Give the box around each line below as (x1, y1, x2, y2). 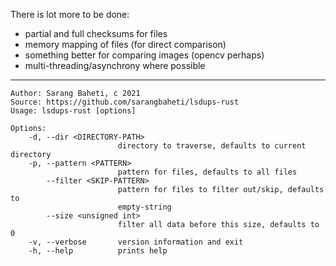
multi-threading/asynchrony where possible (24, 60, 206, 71)
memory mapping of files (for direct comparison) (24, 39, 227, 50)
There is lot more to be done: (10, 9, 130, 20)
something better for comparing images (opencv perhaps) (24, 49, 265, 61)
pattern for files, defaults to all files (117, 167, 298, 177)
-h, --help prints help (28, 246, 168, 256)
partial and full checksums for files (24, 28, 168, 39)
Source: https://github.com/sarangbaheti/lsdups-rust (10, 97, 240, 107)
